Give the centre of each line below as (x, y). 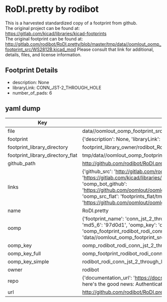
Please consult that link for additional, (115, 49)
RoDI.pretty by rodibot (52, 9)
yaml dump (23, 109)
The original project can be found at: (42, 28)
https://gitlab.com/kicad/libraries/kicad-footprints (56, 33)
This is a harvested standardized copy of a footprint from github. (71, 23)
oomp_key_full (24, 253)
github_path (22, 163)
